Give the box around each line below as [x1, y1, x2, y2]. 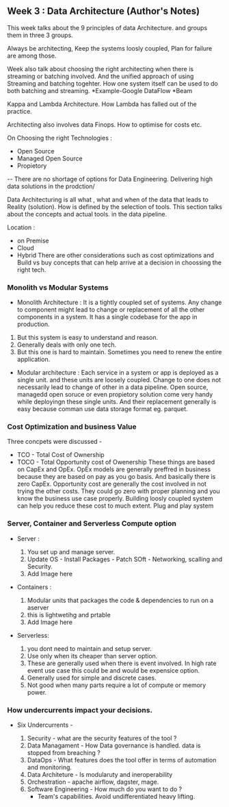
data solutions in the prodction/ [7, 182, 96, 190]
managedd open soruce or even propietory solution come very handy [16, 390, 213, 399]
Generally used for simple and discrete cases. [27, 673, 157, 682]
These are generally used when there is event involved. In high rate [27, 659, 217, 667]
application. [16, 356, 51, 364]
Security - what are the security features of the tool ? [27, 734, 177, 742]
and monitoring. [27, 763, 72, 771]
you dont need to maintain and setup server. [27, 644, 152, 653]
